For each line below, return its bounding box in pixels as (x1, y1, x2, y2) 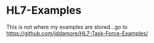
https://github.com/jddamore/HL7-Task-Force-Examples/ (6, 29, 149, 36)
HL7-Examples (6, 4, 82, 17)
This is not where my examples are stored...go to (6, 23, 128, 30)
